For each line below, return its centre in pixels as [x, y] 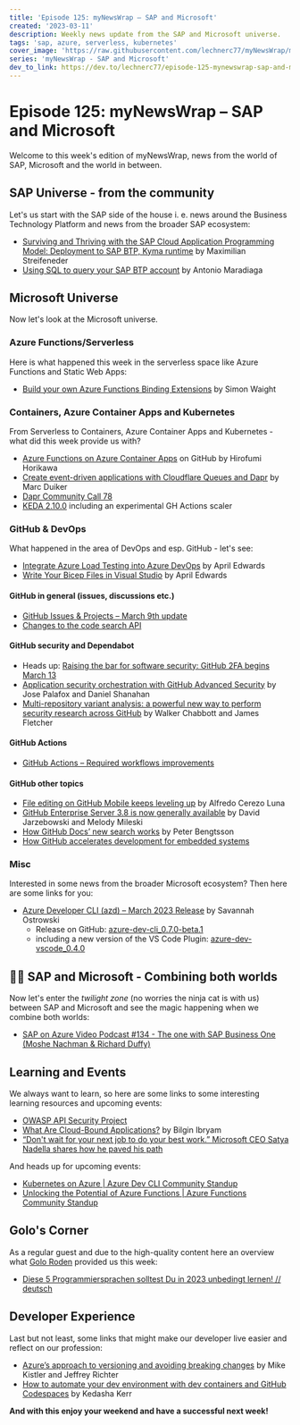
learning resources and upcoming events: [86, 1103]
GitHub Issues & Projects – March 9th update [104, 616]
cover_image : [33, 51]
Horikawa [40, 468]
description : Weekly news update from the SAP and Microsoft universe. [145, 34]
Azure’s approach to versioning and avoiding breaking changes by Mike [154, 1365]
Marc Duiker [45, 487]
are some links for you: [51, 893]
